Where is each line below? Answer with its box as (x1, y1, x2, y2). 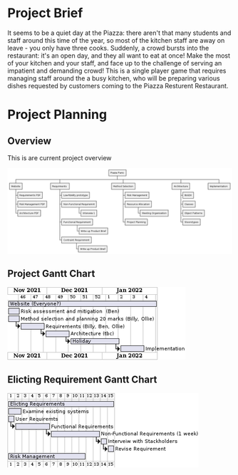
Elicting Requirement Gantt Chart (7, 374, 157, 386)
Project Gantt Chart (7, 268, 95, 280)
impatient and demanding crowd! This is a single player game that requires (7, 66, 227, 75)
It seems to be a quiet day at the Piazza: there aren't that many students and (7, 28, 232, 37)
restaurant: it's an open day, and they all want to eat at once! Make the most (7, 51, 230, 60)
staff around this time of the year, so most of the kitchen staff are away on (7, 36, 225, 44)
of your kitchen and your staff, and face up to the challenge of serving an (7, 58, 222, 67)
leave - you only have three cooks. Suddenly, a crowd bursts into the (7, 43, 209, 52)
